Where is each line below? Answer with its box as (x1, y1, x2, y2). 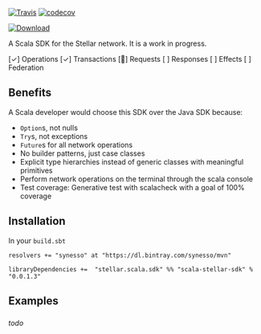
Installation (8, 214, 66, 228)
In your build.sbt (8, 235, 66, 245)
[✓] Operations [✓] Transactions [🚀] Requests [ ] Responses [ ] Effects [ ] (8, 55, 251, 63)
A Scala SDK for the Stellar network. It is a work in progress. (8, 39, 207, 48)
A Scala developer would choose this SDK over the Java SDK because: (8, 107, 243, 116)
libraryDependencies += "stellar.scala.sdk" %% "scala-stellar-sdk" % (8, 265, 253, 273)
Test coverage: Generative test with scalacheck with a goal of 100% (19, 182, 245, 192)
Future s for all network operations (19, 140, 133, 149)
